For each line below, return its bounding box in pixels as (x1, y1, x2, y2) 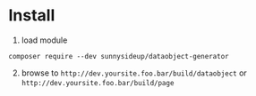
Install (8, 5, 55, 26)
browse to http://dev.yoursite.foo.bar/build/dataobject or (21, 68, 247, 78)
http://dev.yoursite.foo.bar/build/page (21, 78, 175, 87)
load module (21, 35, 68, 45)
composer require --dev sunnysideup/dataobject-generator (8, 52, 229, 60)
